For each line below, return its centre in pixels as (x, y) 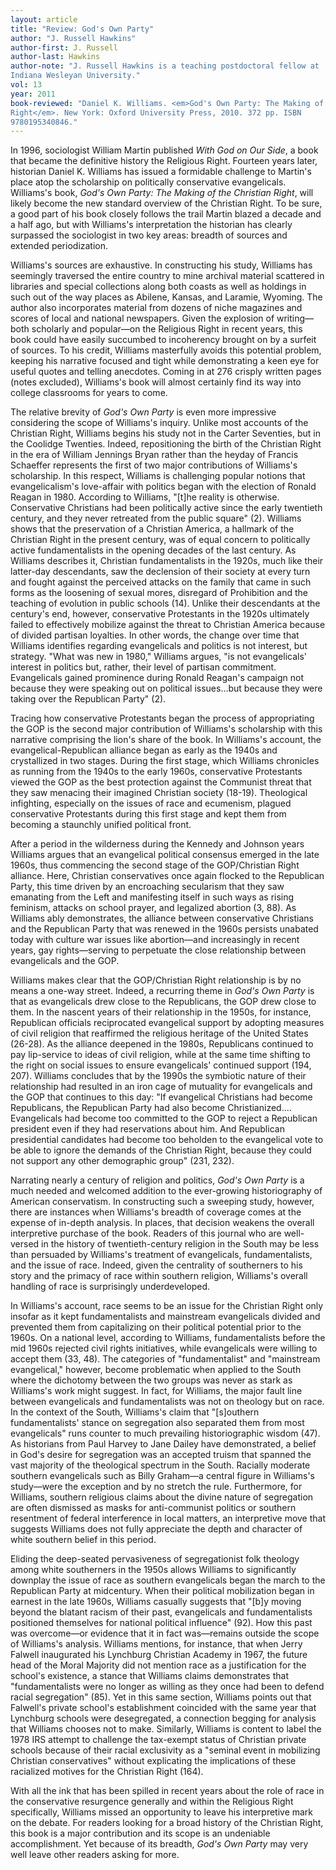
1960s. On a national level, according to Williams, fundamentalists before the (168, 1338)
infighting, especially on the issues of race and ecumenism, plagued (151, 803)
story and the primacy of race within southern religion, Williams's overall (159, 1276)
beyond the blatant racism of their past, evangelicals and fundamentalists (161, 1612)
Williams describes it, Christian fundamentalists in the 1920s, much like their (167, 561)
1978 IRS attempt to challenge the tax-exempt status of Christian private (158, 1740)
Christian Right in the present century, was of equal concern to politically (160, 540)
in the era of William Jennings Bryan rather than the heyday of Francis (154, 455)
